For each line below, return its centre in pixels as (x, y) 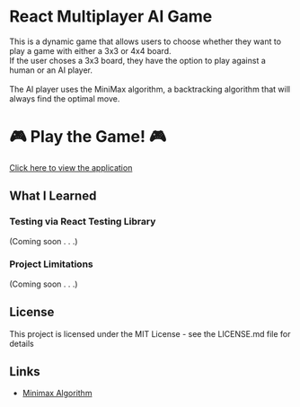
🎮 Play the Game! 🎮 (88, 137)
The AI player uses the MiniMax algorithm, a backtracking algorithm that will (150, 89)
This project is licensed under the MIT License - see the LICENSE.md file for (150, 333)
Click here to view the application (71, 167)
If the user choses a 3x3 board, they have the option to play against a (138, 60)
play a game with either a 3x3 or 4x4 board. (91, 50)
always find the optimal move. (65, 98)
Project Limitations (51, 264)
